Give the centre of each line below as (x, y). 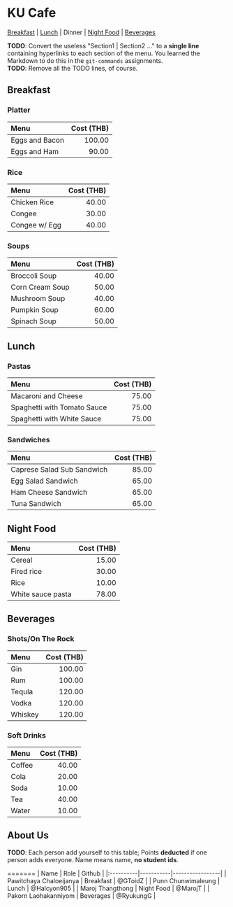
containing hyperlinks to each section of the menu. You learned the (104, 53)
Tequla (22, 691)
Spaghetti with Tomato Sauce (59, 407)
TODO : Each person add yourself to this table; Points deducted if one (107, 852)
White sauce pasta (41, 594)
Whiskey (25, 714)
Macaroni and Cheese (47, 395)
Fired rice (27, 572)
